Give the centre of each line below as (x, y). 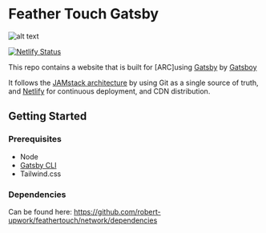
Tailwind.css (40, 174)
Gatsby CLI (38, 165)
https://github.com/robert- (117, 211)
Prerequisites (35, 139)
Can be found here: (40, 211)
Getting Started (48, 116)
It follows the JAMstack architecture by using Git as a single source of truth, (133, 82)
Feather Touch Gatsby (83, 14)
